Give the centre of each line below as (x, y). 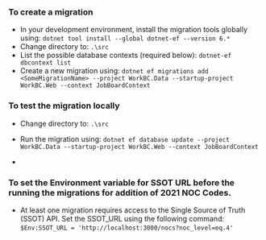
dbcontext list (46, 63)
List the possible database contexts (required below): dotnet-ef (126, 56)
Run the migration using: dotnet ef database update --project (125, 139)
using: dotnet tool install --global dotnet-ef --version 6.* (125, 38)
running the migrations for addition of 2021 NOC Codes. (120, 192)
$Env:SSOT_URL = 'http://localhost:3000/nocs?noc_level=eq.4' (127, 228)
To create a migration (51, 12)
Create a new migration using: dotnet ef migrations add (114, 71)
